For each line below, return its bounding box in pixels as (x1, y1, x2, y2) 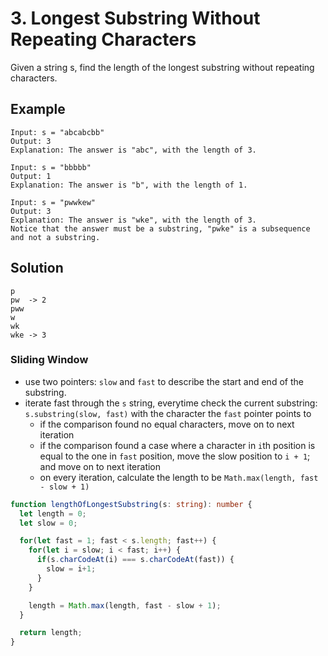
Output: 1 (10, 171, 52, 181)
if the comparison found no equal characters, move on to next (39, 418, 295, 430)
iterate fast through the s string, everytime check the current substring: (24, 397, 318, 409)
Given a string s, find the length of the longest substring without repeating (10, 61, 315, 73)
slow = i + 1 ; (46, 564, 97, 574)
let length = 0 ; (19, 508, 87, 519)
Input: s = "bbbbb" (10, 162, 92, 172)
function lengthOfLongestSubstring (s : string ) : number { (10, 499, 253, 509)
